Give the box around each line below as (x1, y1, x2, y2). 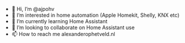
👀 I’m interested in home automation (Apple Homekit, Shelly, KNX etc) (11, 12, 180, 19)
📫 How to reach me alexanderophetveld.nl (11, 31, 115, 37)
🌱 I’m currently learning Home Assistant (11, 18, 108, 24)
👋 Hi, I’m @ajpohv (11, 6, 54, 12)
